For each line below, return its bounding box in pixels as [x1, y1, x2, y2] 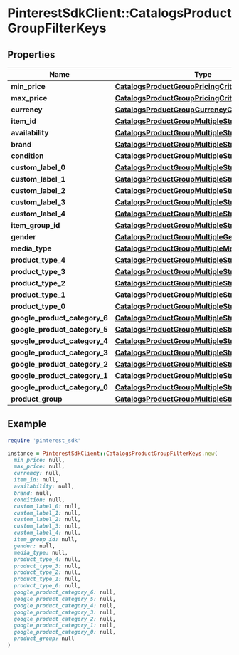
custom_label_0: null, [14, 503, 81, 510]
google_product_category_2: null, [14, 615, 116, 622]
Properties [7, 48, 55, 61]
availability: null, [14, 483, 75, 491]
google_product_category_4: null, [14, 602, 116, 609]
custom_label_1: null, [14, 509, 81, 517]
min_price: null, [14, 456, 65, 463]
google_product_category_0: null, [14, 629, 116, 636]
